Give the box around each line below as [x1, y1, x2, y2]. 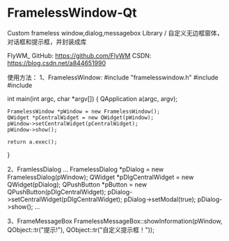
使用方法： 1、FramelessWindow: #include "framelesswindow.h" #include [7, 73, 219, 81]
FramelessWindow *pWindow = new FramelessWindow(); [7, 108, 160, 115]
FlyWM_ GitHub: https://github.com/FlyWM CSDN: [7, 51, 152, 60]
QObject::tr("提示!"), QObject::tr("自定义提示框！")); [7, 225, 155, 234]
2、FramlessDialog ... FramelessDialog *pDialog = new [7, 165, 164, 173]
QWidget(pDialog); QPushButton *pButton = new [7, 180, 148, 189]
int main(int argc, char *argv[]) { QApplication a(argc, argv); [7, 94, 178, 102]
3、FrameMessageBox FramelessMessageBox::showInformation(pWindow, [7, 217, 223, 225]
